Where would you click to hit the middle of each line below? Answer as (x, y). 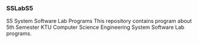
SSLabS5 (20, 8)
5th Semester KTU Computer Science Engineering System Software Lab (95, 27)
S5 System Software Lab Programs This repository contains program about (99, 21)
